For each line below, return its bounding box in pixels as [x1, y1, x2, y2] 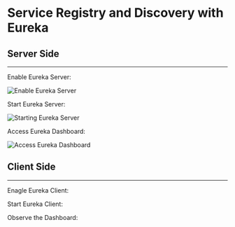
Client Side [7, 161, 56, 173]
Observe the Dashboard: [7, 213, 78, 221]
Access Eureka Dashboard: [7, 128, 86, 135]
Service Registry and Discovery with [7, 5, 224, 21]
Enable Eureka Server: [7, 73, 71, 81]
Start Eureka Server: [7, 100, 66, 108]
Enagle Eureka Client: [7, 186, 69, 194]
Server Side [7, 48, 59, 60]
